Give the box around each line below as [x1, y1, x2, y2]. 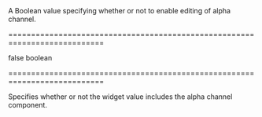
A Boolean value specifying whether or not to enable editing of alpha [8, 6, 231, 15]
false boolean [8, 53, 53, 62]
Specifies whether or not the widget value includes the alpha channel [8, 92, 233, 101]
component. [8, 101, 47, 109]
